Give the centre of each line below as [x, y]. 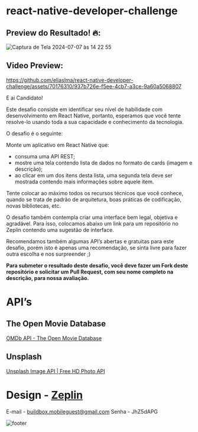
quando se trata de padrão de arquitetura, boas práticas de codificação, [94, 199]
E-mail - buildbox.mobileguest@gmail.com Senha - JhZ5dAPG [82, 411]
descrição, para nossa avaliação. [48, 278]
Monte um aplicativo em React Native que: [58, 145]
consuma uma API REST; [45, 156]
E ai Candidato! [25, 98]
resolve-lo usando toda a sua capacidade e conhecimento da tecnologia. [95, 122]
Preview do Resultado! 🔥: [53, 33]
